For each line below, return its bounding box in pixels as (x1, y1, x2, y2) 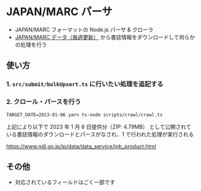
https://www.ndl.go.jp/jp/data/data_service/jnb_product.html (6, 142, 156, 150)
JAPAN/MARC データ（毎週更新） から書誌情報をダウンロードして (14, 33, 179, 40)
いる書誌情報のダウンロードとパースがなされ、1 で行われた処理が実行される (6, 130, 194, 138)
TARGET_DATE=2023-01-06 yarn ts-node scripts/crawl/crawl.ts (6, 111, 163, 117)
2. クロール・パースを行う (6, 98, 81, 106)
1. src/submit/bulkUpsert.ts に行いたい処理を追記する (6, 80, 164, 89)
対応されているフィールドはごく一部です (14, 178, 116, 186)
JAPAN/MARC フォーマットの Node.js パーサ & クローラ (14, 26, 153, 33)
